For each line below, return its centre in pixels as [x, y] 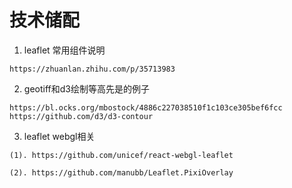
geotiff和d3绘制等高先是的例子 [86, 88]
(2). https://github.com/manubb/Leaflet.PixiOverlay [121, 172]
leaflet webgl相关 [59, 136]
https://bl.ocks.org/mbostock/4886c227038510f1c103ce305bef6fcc [146, 107]
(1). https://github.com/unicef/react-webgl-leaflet [121, 155]
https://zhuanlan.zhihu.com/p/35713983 [92, 69]
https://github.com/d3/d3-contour [81, 116]
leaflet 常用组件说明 [64, 50]
